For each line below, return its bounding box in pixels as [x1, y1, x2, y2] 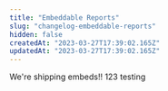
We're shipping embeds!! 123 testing [9, 71, 146, 82]
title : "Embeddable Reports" [9, 13, 120, 23]
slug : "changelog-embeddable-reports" [9, 22, 156, 31]
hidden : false [9, 30, 64, 39]
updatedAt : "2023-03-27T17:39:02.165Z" [9, 47, 161, 56]
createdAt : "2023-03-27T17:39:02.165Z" [9, 38, 161, 48]
